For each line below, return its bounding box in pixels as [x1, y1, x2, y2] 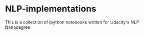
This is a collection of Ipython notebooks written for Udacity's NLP [5, 19, 140, 25]
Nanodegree [5, 24, 30, 30]
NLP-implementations [5, 3, 96, 14]
